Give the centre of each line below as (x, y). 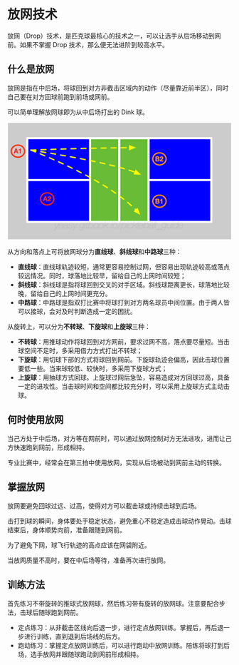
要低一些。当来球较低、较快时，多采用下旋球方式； (92, 369)
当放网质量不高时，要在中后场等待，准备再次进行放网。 (88, 560)
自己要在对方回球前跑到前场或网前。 (60, 96)
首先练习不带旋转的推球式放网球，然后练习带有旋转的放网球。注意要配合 (113, 603)
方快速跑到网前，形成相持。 (48, 447)
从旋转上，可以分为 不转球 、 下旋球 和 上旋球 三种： (79, 327)
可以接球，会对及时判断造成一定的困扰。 (77, 312)
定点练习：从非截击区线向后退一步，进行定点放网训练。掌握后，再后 (117, 627)
